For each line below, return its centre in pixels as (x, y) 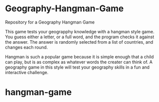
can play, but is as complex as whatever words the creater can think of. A (79, 62)
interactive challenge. (27, 72)
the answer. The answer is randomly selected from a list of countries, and (79, 42)
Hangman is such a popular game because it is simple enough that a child (79, 56)
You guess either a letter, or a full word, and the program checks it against (80, 37)
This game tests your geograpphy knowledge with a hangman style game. (80, 31)
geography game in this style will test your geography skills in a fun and (78, 67)
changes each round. (26, 47)
